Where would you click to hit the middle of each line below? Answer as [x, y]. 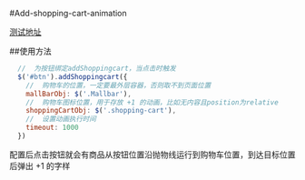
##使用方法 [30, 51]
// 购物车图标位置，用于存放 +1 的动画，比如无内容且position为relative [152, 102]
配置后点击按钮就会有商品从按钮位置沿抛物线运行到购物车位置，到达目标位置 [152, 155]
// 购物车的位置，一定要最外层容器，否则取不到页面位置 [118, 85]
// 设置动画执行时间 [61, 119]
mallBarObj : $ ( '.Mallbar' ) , [79, 94]
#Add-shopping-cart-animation [68, 13]
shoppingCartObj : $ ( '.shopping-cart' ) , [101, 111]
